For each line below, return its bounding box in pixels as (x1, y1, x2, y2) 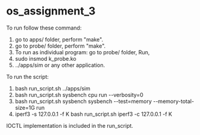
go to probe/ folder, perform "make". (14, 42, 106, 49)
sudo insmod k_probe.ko (14, 55, 77, 62)
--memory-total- (152, 98, 195, 105)
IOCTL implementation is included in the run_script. (6, 122, 134, 129)
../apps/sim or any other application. (14, 61, 105, 69)
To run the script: (6, 73, 49, 80)
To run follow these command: (6, 24, 82, 31)
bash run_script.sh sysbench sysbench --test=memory (14, 98, 152, 105)
